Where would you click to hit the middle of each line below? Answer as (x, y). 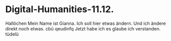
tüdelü (12, 34)
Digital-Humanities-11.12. (60, 9)
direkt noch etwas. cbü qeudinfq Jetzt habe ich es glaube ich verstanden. (83, 28)
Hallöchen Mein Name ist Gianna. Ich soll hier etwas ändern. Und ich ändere (86, 23)
